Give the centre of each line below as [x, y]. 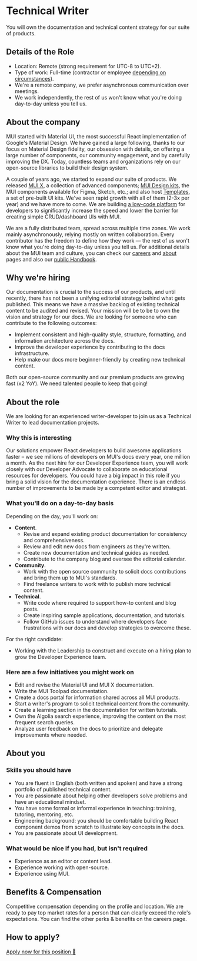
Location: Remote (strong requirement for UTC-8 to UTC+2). [88, 66]
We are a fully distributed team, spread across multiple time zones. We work [98, 228]
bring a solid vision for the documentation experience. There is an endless [96, 482]
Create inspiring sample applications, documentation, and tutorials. [105, 615]
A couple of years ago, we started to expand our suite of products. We [91, 179]
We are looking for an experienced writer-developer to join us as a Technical [98, 416]
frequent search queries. [45, 723]
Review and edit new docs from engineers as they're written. [97, 546]
